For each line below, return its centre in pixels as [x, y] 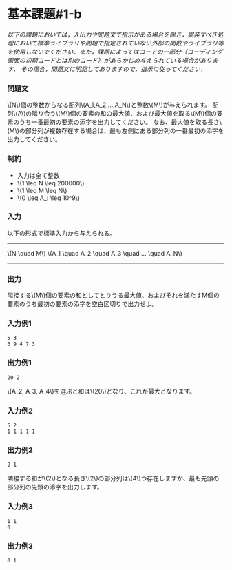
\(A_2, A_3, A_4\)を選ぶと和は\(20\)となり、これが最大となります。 [102, 391]
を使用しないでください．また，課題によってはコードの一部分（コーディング [115, 52]
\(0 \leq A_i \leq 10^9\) [49, 198]
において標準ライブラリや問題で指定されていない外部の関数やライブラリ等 [118, 43]
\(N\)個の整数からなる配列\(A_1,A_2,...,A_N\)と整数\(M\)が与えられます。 [109, 105]
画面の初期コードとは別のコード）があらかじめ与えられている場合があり [109, 60]
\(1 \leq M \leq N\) [42, 190]
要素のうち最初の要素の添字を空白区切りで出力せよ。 [83, 304]
